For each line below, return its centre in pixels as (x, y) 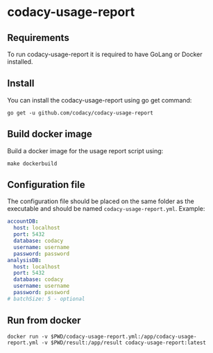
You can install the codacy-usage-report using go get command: (100, 100)
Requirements (38, 38)
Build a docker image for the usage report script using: (85, 150)
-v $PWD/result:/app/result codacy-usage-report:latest (124, 343)
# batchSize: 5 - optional (46, 299)
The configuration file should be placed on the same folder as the (101, 201)
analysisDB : (24, 260)
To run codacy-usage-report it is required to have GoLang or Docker (105, 54)
